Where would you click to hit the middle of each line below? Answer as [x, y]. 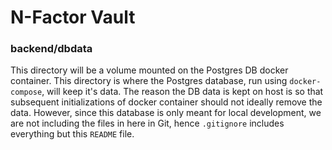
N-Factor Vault [73, 17]
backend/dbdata [51, 49]
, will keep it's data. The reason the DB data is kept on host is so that [182, 92]
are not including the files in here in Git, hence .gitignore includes [147, 123]
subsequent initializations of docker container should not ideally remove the [166, 102]
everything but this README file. [72, 134]
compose [26, 92]
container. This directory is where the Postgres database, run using [149, 81]
